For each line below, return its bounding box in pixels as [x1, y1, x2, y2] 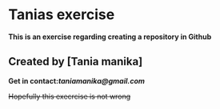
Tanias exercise [8, 6, 115, 24]
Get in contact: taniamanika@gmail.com [8, 76, 146, 85]
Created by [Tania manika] [8, 55, 143, 68]
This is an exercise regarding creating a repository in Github [8, 32, 212, 41]
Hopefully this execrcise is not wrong [8, 91, 131, 101]
